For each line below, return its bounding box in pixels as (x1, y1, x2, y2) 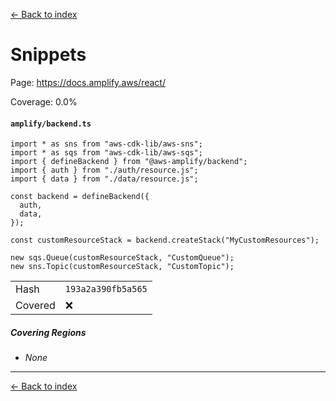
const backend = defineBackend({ (10, 192, 150, 202)
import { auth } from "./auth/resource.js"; (10, 165, 199, 176)
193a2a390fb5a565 (64, 284, 148, 295)
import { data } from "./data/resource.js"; (10, 174, 199, 184)
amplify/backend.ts (10, 119, 92, 129)
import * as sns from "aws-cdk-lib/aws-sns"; (10, 139, 203, 149)
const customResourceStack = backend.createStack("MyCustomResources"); (10, 235, 320, 246)
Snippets (10, 44, 87, 66)
